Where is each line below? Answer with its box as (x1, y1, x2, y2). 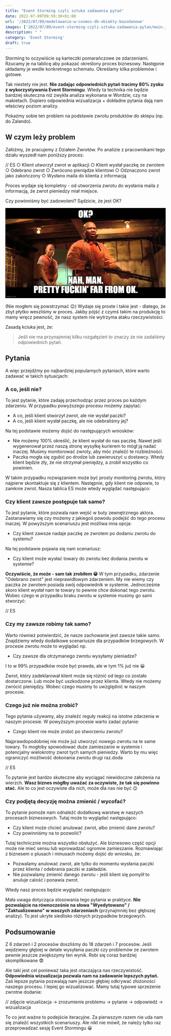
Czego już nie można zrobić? (5, 701, 78, 708)
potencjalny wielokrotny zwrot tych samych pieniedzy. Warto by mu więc (5, 749, 158, 755)
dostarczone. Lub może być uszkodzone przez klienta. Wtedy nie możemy (5, 678, 161, 684)
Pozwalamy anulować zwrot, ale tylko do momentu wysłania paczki (12, 861, 154, 867)
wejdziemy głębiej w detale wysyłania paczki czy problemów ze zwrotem (5, 947, 159, 952)
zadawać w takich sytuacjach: (5, 373, 69, 379)
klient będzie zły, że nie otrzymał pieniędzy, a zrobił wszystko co (12, 459, 149, 465)
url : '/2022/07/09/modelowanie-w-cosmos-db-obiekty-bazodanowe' (5, 19, 145, 24)
